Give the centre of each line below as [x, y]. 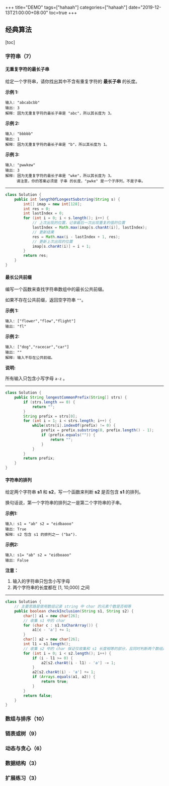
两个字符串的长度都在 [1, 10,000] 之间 [51, 588]
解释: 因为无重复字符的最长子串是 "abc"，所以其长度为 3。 [60, 113]
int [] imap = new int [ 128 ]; [53, 204]
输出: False [17, 560]
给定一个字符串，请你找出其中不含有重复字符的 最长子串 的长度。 [72, 81]
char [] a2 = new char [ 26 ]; [52, 639]
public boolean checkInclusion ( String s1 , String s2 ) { [74, 611]
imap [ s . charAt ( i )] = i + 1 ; [62, 246]
